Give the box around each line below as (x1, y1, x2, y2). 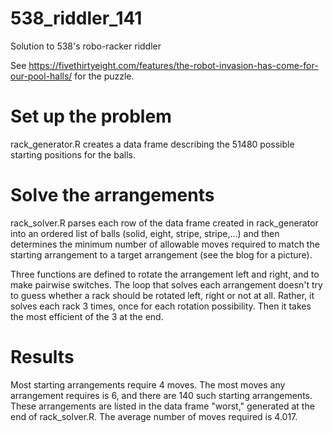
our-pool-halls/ (10, 70, 73, 82)
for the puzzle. (74, 70, 135, 82)
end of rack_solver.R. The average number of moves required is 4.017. (10, 410, 298, 422)
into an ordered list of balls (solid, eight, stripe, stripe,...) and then (10, 227, 280, 239)
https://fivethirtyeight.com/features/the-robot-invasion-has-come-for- (28, 59, 319, 71)
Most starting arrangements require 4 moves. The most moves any (10, 378, 286, 391)
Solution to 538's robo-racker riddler (10, 40, 162, 52)
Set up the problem (10, 105, 172, 128)
